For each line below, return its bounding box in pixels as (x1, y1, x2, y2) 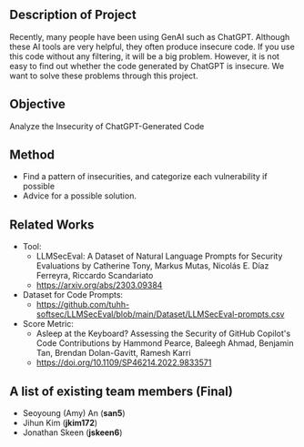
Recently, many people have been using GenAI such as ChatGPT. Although (9, 31, 290, 42)
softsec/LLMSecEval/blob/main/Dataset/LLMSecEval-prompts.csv (35, 309, 285, 320)
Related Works (9, 217, 95, 232)
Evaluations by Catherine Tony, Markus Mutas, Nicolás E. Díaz (35, 260, 269, 271)
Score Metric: (22, 319, 75, 330)
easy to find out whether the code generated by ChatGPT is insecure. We (9, 60, 285, 71)
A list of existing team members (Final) (9, 383, 234, 399)
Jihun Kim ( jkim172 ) (22, 418, 98, 429)
